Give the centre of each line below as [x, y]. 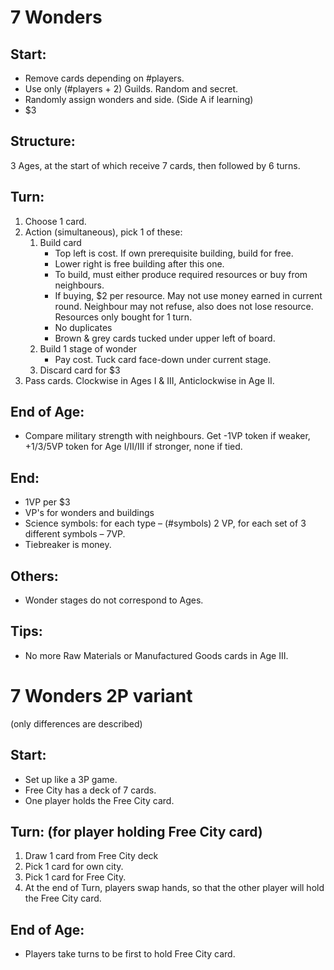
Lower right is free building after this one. [139, 263]
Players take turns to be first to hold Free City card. [130, 954]
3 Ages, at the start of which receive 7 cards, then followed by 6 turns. [155, 165]
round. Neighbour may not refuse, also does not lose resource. [184, 306]
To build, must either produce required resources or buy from [181, 274]
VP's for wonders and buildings [89, 513]
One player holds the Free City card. [99, 800]
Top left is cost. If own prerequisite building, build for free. [174, 253]
